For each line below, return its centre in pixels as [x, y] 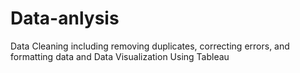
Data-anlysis [65, 18]
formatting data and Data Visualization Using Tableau [120, 56]
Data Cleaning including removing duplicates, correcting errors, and [150, 46]
